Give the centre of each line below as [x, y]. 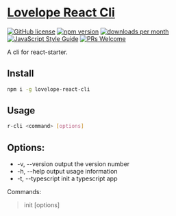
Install [21, 73]
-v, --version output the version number [73, 164]
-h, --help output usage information [67, 172]
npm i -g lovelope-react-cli [49, 89]
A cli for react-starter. [38, 52]
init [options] [42, 205]
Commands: [24, 192]
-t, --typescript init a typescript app [67, 178]
